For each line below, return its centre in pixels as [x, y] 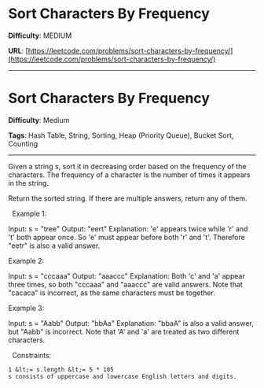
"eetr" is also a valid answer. [54, 246]
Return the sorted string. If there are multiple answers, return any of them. [128, 198]
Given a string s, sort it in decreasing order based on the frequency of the [127, 166]
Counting [23, 143]
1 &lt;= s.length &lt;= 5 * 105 [61, 370]
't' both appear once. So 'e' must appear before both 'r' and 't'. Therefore [126, 237]
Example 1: [29, 213]
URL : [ [18, 50]
